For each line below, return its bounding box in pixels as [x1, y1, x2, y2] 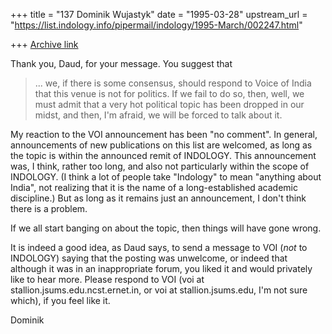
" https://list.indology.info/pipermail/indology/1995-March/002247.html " [10, 19, 303, 31]
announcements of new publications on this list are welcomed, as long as [10, 139, 313, 151]
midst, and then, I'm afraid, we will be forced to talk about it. [34, 109, 283, 121]
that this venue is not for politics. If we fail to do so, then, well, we [34, 88, 305, 99]
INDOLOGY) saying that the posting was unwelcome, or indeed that [10, 252, 288, 264]
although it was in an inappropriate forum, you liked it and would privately [10, 263, 313, 274]
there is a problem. [10, 203, 88, 214]
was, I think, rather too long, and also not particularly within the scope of [10, 160, 310, 172]
